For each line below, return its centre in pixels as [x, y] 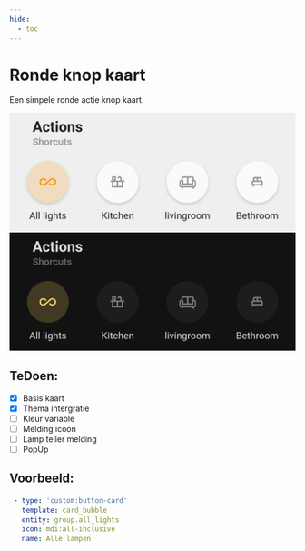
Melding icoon [49, 428]
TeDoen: [34, 376]
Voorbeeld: [42, 479]
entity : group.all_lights [70, 520]
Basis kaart [44, 398]
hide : [20, 19]
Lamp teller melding [59, 439]
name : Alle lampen [56, 539]
